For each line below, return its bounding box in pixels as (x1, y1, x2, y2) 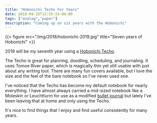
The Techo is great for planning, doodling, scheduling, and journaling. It (5, 58, 148, 63)
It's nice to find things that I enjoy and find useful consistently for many (5, 108, 147, 113)
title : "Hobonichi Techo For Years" (5, 7, 79, 12)
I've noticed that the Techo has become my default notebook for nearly (5, 83, 148, 89)
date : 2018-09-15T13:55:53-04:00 (5, 12, 73, 16)
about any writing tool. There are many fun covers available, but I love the (5, 68, 153, 74)
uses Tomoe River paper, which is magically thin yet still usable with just (5, 63, 149, 69)
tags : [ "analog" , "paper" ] (5, 16, 57, 21)
